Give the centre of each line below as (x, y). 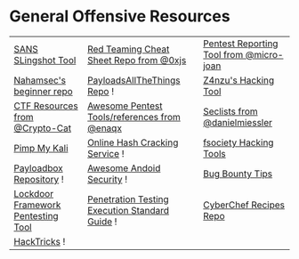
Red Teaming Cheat (129, 49)
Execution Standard (129, 210)
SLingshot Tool (45, 60)
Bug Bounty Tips (238, 174)
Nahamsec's (40, 80)
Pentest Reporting (241, 44)
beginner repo (43, 91)
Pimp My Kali (41, 148)
